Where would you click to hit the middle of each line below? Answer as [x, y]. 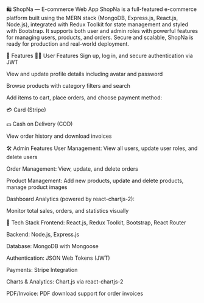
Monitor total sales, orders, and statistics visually [68, 211]
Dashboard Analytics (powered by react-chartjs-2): [71, 199]
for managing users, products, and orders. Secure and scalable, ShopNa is [100, 37]
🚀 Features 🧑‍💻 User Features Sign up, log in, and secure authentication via [100, 55]
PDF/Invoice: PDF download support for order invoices [75, 293]
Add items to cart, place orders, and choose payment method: [84, 98]
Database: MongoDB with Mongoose [52, 246]
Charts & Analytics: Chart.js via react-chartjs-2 [65, 282]
